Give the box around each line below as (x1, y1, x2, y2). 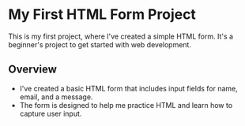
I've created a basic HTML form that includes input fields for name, (19, 83, 239, 93)
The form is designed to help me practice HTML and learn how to (19, 100, 233, 109)
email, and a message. (19, 92, 93, 102)
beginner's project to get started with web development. (8, 39, 192, 49)
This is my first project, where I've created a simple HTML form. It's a (8, 31, 234, 41)
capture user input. (19, 109, 82, 118)
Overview (8, 63, 58, 76)
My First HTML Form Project (8, 6, 196, 24)
